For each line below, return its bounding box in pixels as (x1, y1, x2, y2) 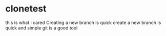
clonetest (5, 3, 47, 14)
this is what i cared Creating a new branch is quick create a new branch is (5, 19, 161, 25)
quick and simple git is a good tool (5, 24, 78, 30)
